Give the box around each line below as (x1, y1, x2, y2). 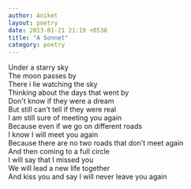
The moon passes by (8, 71, 77, 81)
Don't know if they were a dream (8, 96, 114, 106)
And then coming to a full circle (8, 147, 110, 157)
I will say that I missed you (8, 155, 94, 164)
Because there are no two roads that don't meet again (8, 138, 184, 148)
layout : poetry (8, 19, 58, 27)
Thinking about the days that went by (8, 88, 129, 97)
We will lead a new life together (8, 164, 110, 173)
